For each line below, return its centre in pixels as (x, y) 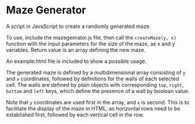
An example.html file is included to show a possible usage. (76, 61)
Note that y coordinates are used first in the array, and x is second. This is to (98, 102)
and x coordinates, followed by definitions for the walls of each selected (93, 79)
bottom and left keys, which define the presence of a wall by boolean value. (98, 91)
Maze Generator (46, 10)
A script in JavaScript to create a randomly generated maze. (79, 26)
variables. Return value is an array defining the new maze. (76, 49)
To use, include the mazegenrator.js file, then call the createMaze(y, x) (91, 37)
